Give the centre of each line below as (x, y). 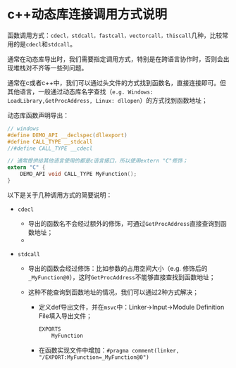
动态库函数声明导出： (38, 115)
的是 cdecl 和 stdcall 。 (44, 44)
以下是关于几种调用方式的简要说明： (60, 195)
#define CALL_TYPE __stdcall (50, 141)
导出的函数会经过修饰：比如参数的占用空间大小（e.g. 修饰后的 (118, 268)
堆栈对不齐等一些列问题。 (50, 68)
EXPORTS (50, 329)
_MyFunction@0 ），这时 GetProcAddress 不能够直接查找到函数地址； (122, 277)
